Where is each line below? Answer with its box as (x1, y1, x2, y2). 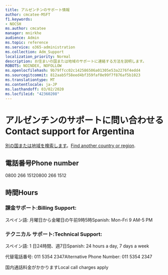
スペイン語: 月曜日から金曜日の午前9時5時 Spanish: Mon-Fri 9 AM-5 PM (5, 217, 153, 223)
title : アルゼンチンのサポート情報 (5, 7, 70, 13)
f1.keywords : (5, 17, 33, 22)
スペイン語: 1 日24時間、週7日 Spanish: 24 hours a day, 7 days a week (5, 243, 149, 249)
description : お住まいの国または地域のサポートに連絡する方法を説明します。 (5, 59, 147, 64)
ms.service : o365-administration (5, 45, 75, 50)
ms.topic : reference (5, 40, 49, 45)
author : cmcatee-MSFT (5, 12, 51, 17)
